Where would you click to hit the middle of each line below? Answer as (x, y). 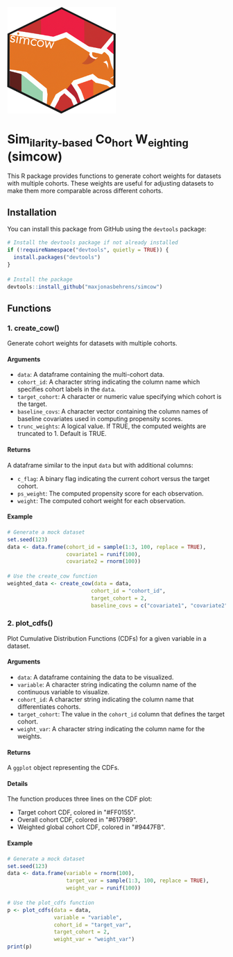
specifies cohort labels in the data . (67, 389)
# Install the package (40, 279)
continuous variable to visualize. (63, 692)
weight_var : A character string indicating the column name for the (111, 729)
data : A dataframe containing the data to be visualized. (95, 678)
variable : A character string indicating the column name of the (107, 685)
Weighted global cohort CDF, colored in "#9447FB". (91, 827)
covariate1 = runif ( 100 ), (103, 554)
